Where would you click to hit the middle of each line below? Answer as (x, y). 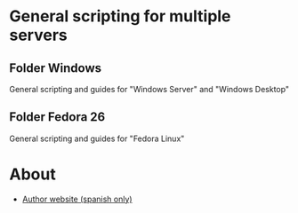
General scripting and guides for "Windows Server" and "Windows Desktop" (149, 89)
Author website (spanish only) (77, 199)
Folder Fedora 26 (57, 117)
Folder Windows (56, 68)
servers (39, 35)
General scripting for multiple (120, 16)
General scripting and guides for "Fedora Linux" (97, 138)
